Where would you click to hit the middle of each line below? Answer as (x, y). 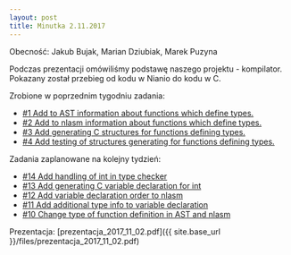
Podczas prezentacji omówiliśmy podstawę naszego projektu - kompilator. (146, 69)
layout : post (33, 17)
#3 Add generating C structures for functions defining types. (133, 132)
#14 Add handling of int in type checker (95, 176)
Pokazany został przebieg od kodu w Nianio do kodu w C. (115, 78)
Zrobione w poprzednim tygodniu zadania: (87, 96)
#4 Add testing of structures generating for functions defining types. (148, 141)
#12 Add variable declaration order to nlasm (102, 195)
